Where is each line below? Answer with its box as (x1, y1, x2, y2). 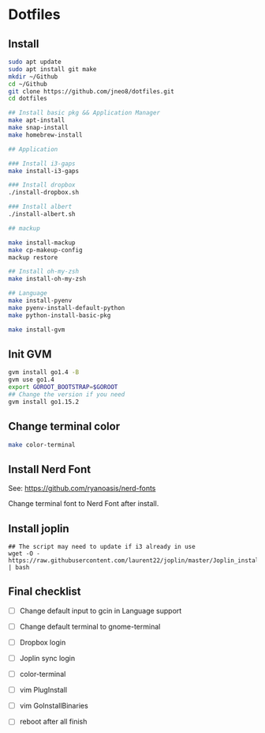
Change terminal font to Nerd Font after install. (8, 499, 159, 508)
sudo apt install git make (8, 65, 97, 73)
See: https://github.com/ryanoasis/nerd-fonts (8, 484, 156, 493)
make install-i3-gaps (8, 167, 80, 175)
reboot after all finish (19, 717, 88, 727)
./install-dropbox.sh (8, 188, 80, 197)
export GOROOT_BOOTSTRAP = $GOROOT (8, 384, 118, 391)
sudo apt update (8, 58, 62, 66)
